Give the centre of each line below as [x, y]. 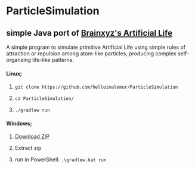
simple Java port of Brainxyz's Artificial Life [89, 33]
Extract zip [28, 148]
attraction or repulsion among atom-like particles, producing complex [92, 54]
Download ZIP [32, 137]
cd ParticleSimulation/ [44, 99]
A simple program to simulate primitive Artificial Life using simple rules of [96, 47]
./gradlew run [32, 110]
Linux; [14, 73]
